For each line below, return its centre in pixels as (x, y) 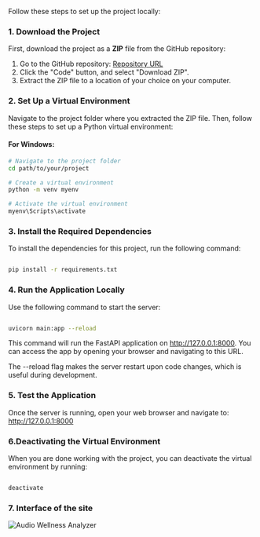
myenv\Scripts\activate (47, 211)
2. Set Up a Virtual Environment (70, 101)
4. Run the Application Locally (67, 290)
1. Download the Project (54, 31)
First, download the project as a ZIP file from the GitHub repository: (117, 49)
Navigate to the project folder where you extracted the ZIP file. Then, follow (130, 118)
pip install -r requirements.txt (63, 270)
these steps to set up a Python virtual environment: (91, 126)
